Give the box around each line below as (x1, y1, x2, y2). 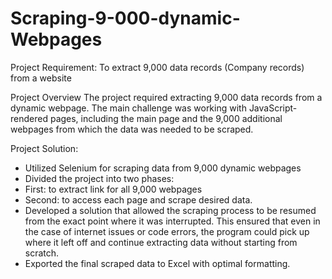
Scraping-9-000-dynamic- (10, 7, 241, 30)
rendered (10, 112, 48, 124)
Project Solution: (10, 142, 79, 154)
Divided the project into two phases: (24, 172, 175, 184)
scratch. (24, 247, 60, 259)
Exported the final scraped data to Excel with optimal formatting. (24, 257, 291, 269)
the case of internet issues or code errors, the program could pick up (24, 225, 310, 237)
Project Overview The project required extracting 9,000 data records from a (10, 91, 323, 103)
